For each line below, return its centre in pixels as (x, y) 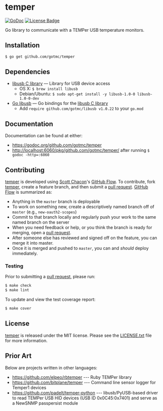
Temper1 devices (29, 388)
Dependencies (27, 72)
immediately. (25, 253)
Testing (14, 266)
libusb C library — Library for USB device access (61, 83)
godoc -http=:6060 (31, 155)
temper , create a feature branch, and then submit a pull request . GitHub (77, 187)
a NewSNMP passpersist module (45, 403)
